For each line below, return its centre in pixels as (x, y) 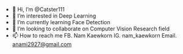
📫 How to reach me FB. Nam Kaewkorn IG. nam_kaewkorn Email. (94, 35)
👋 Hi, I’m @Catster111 (38, 9)
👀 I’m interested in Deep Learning (54, 16)
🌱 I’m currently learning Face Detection (61, 22)
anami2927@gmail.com (42, 44)
